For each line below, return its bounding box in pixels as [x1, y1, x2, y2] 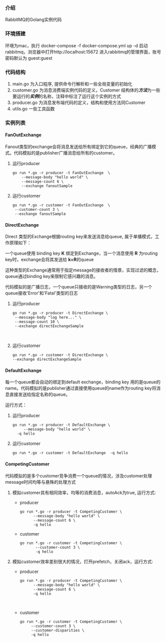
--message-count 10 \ [14, 319, 59, 324]
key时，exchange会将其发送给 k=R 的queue [5, 257, 94, 263]
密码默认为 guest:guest [5, 55, 53, 61]
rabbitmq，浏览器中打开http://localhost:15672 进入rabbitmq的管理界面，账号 [5, 49, 162, 55]
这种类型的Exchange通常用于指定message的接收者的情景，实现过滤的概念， [5, 267, 161, 273]
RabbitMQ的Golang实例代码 [5, 16, 62, 23]
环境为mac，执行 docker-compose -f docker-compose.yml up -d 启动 [5, 42, 148, 48]
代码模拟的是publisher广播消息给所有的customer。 [13, 150, 117, 156]
